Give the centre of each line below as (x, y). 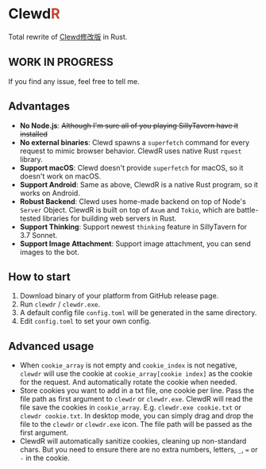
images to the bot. (49, 252)
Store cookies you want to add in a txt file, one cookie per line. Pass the (137, 390)
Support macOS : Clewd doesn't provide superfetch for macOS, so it (131, 167)
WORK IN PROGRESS (61, 62)
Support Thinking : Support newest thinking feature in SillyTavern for (133, 226)
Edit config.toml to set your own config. (85, 321)
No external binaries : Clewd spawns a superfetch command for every (135, 142)
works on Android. (50, 193)
